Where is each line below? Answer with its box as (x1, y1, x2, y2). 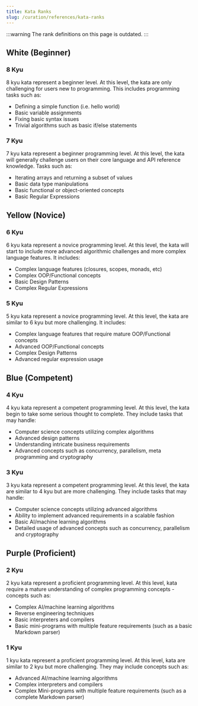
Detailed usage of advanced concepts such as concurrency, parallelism (14, 525, 190, 532)
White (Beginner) (6, 47, 71, 57)
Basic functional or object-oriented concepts (14, 187, 124, 194)
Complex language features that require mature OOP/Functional (14, 330, 171, 338)
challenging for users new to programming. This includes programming (6, 85, 180, 92)
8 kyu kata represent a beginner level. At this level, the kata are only (6, 79, 172, 86)
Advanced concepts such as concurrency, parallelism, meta (14, 447, 161, 454)
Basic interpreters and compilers (14, 616, 95, 623)
